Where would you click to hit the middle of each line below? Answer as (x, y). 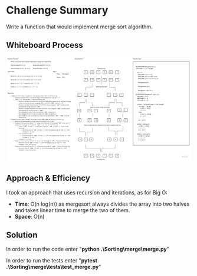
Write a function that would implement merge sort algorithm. (79, 27)
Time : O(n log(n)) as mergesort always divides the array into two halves (102, 204)
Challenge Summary (57, 10)
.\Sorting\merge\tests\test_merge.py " (54, 267)
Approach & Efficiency (48, 178)
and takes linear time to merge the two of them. (72, 210)
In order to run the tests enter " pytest (52, 261)
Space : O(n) (29, 216)
